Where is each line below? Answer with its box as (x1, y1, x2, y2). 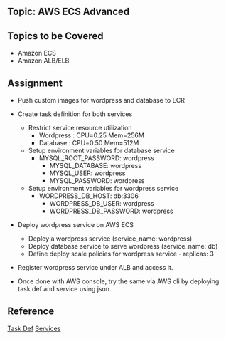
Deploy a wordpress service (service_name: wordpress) (28, 234, 193, 243)
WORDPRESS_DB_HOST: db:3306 (38, 192, 139, 200)
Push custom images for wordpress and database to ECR (17, 96, 185, 105)
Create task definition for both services (17, 110, 133, 118)
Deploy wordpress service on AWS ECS (17, 221, 134, 229)
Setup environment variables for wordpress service (28, 184, 179, 193)
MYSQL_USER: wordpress (49, 169, 126, 177)
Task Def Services (7, 324, 61, 333)
